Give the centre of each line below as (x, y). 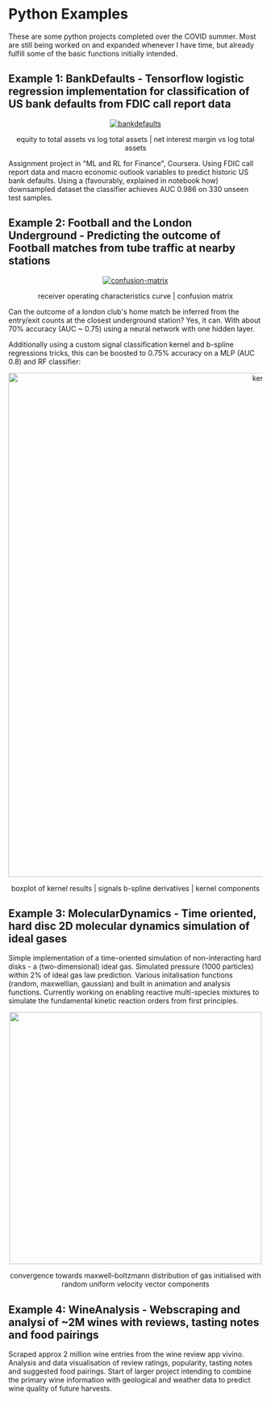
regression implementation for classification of (129, 92)
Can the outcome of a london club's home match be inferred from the (124, 311)
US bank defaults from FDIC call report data (120, 104)
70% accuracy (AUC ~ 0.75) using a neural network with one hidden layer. (132, 328)
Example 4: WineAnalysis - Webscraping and (124, 1309)
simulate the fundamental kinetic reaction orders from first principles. (123, 1001)
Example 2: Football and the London (100, 223)
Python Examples (69, 14)
